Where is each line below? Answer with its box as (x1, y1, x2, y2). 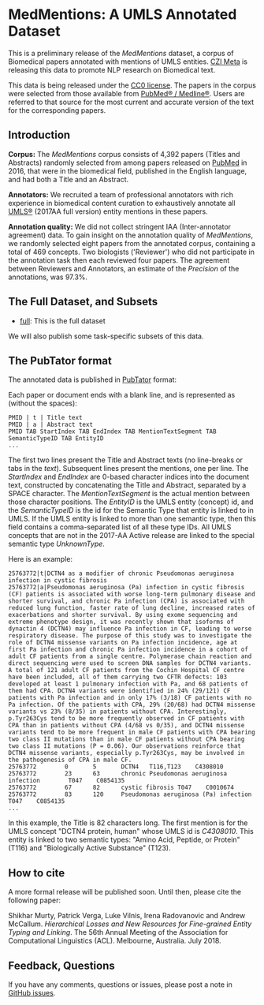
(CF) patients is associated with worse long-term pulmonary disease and (8, 590, 256, 599)
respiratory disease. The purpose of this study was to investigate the (8, 632, 252, 640)
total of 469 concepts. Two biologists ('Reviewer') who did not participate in (8, 247, 255, 256)
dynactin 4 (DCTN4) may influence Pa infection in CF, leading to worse (8, 625, 252, 633)
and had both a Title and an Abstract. (8, 174, 129, 184)
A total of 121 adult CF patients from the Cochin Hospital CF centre (8, 667, 245, 674)
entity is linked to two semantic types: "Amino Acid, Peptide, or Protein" (8, 835, 240, 845)
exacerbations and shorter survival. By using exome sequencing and (8, 611, 238, 619)
